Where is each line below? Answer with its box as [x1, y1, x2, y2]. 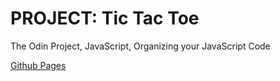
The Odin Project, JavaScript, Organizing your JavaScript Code [10, 40, 271, 52]
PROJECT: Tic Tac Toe [10, 7, 200, 30]
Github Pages [10, 59, 67, 71]
